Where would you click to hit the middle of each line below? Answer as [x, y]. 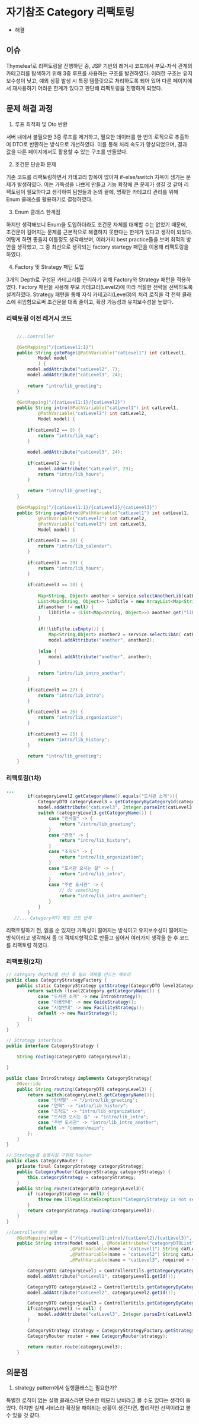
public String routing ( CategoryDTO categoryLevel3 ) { [84, 1089]
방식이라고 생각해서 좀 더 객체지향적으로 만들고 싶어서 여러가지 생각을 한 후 [92, 938]
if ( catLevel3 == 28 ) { [55, 585]
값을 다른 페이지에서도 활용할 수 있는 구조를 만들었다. [67, 152]
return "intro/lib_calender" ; [75, 546]
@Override [29, 1084]
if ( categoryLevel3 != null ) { [65, 1309]
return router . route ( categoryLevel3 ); [75, 1347]
